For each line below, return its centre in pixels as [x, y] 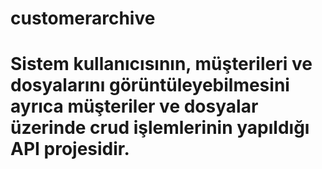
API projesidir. [70, 149]
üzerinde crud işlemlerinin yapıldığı [160, 128]
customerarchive [83, 18]
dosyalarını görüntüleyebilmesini [150, 85]
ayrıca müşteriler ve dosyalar [134, 106]
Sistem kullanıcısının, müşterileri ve [161, 64]
